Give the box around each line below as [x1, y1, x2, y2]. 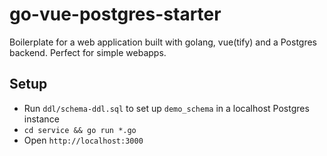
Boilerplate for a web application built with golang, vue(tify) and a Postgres [9, 36, 318, 48]
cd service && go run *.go [23, 125, 137, 135]
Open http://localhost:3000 [23, 134, 144, 146]
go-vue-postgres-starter [9, 3, 222, 26]
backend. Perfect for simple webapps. [9, 46, 167, 58]
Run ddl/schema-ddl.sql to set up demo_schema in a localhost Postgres [23, 102, 310, 114]
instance [23, 113, 60, 125]
